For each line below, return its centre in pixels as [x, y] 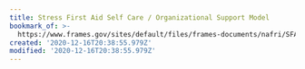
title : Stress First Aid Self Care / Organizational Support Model [140, 17]
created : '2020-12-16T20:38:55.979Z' [81, 43]
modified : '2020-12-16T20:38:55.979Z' [83, 51]
